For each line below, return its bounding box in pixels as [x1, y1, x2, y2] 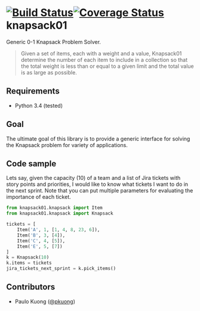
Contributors [6, 282, 56, 292]
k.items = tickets [6, 260, 52, 266]
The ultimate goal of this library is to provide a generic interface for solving [6, 135, 190, 142]
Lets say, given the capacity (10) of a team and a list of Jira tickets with [6, 175, 181, 182]
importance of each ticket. [6, 194, 71, 201]
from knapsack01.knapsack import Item [6, 205, 103, 211]
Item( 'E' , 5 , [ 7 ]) [17, 243, 63, 250]
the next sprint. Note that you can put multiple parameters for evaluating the [6, 187, 193, 194]
